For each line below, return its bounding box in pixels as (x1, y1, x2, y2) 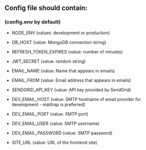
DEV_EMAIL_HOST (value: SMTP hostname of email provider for (11, 96, 142, 102)
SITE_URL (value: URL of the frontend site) (11, 139, 97, 145)
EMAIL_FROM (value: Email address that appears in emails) (11, 77, 131, 83)
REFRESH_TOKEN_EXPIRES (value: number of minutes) (11, 49, 123, 54)
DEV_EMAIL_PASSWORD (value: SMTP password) (11, 130, 113, 136)
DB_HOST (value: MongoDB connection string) (11, 39, 106, 45)
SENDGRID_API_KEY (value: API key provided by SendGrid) (11, 87, 131, 93)
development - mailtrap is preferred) (11, 101, 86, 107)
